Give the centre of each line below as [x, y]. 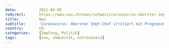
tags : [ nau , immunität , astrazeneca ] [55, 38]
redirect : [16, 14]
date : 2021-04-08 [33, 10]
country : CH [24, 28]
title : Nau [26, 19]
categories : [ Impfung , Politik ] [43, 33]
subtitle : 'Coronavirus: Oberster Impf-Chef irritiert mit [74, 24]
